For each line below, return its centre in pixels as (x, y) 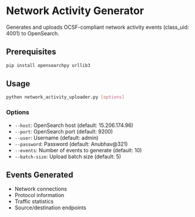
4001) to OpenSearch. (33, 33)
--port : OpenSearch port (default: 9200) (64, 131)
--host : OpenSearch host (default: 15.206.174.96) (74, 125)
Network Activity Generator (75, 11)
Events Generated (40, 175)
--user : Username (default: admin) (56, 138)
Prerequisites (31, 52)
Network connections (41, 189)
